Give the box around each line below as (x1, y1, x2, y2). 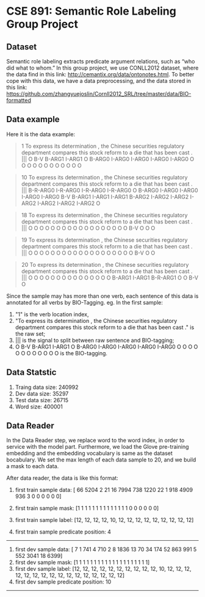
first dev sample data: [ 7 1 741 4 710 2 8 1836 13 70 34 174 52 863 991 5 (15, 546, 197, 553)
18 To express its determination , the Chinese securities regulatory (21, 211, 188, 219)
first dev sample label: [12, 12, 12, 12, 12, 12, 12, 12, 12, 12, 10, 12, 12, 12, (15, 565, 192, 573)
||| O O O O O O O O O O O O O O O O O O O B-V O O (21, 249, 156, 256)
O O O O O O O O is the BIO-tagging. (15, 349, 108, 356)
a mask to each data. (6, 463, 59, 470)
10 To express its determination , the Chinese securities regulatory (21, 173, 188, 181)
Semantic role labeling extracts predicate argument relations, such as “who (6, 58, 195, 65)
